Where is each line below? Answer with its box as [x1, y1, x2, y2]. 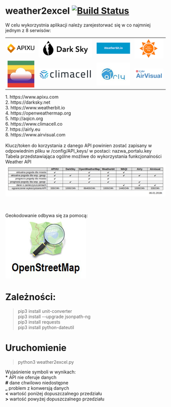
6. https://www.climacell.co [5, 121, 63, 127]
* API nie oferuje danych [5, 374, 57, 381]
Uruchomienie [5, 342, 67, 354]
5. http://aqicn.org [5, 115, 43, 122]
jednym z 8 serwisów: [5, 27, 51, 33]
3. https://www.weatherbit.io [5, 105, 65, 111]
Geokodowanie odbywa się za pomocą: [5, 213, 88, 219]
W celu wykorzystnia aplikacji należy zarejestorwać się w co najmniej [5, 22, 151, 28]
